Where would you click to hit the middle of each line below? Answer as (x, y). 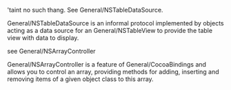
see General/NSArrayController (51, 51)
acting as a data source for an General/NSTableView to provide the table (110, 31)
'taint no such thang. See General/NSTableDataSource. (85, 10)
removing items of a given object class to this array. (80, 79)
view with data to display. (43, 38)
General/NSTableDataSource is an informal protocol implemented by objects (115, 23)
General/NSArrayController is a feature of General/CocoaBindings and (107, 64)
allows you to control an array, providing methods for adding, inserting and (113, 72)
